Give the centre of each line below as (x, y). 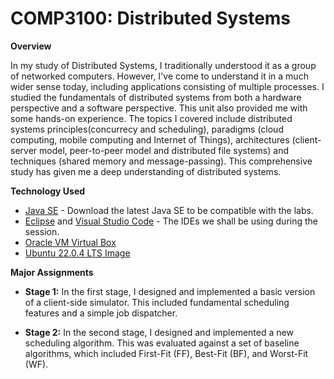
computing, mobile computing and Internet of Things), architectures (150, 139)
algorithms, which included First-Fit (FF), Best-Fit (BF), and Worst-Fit (166, 353)
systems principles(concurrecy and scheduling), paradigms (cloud (147, 129)
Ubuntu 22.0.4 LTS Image (77, 253)
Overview (31, 46)
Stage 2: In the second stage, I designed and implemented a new (159, 332)
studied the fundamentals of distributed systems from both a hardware (156, 97)
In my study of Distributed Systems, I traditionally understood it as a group (163, 65)
